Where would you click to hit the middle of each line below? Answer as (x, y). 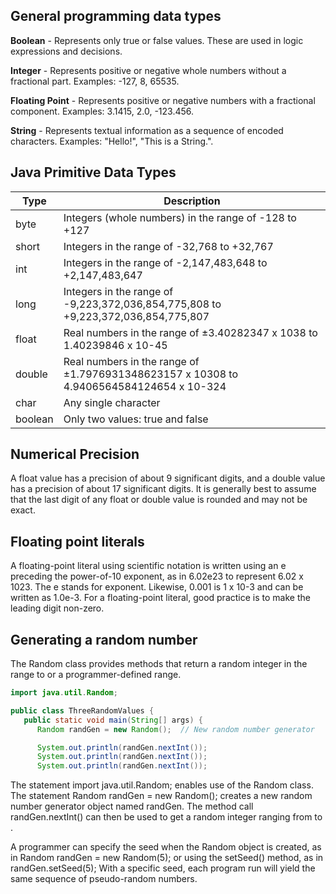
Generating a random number (104, 639)
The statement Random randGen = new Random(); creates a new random (161, 796)
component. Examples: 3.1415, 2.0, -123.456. (102, 111)
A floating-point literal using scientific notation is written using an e (148, 566)
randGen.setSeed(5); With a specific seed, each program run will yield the (163, 868)
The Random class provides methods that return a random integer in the (159, 664)
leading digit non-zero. (57, 608)
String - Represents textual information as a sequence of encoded (147, 130)
